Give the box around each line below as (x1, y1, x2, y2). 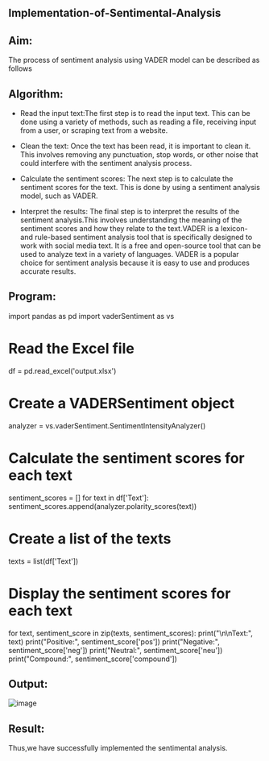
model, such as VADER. (19, 191, 98, 201)
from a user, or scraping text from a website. (19, 126, 168, 135)
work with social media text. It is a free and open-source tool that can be (19, 241, 262, 250)
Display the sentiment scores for (8, 584, 231, 602)
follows (8, 64, 32, 73)
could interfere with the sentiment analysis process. (19, 159, 192, 168)
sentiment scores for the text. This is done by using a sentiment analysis (19, 183, 260, 192)
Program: (8, 290, 56, 304)
